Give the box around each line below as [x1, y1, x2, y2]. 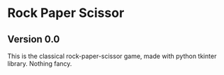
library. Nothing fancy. [7, 59, 72, 68]
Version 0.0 [7, 33, 60, 45]
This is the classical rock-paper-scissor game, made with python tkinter [7, 52, 217, 60]
